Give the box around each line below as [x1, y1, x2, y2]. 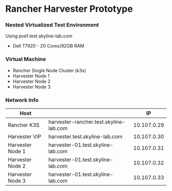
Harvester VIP [8, 133, 41, 140]
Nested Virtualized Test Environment [5, 22, 99, 29]
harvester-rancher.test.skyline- [48, 118, 125, 125]
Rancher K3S [8, 121, 40, 129]
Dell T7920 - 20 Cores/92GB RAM [12, 43, 84, 49]
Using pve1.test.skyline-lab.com [5, 33, 73, 39]
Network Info [5, 96, 39, 103]
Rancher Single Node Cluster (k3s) [12, 67, 86, 73]
